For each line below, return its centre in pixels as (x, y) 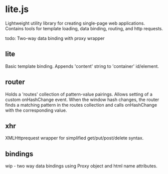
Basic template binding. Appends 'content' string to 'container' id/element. (82, 66)
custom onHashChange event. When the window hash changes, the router (82, 100)
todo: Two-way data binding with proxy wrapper (55, 38)
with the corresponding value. (36, 110)
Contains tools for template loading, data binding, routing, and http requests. (84, 28)
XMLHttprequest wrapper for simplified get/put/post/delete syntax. (74, 138)
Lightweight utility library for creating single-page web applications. (75, 23)
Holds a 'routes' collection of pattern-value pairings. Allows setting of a (79, 94)
